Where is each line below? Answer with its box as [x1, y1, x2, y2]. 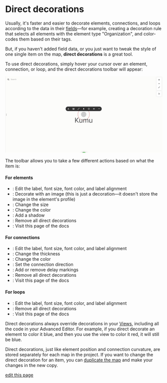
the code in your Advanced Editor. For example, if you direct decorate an [5, 326, 155, 332]
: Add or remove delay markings [12, 267, 78, 273]
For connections [5, 234, 40, 240]
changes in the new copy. [5, 362, 58, 368]
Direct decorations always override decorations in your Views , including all [5, 320, 159, 326]
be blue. [5, 336, 22, 342]
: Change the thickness [12, 251, 60, 257]
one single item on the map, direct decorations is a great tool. [5, 51, 133, 57]
